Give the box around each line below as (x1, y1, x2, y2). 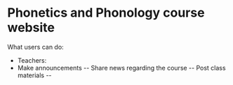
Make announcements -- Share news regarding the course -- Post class (17, 63, 226, 72)
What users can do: (7, 42, 65, 51)
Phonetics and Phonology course (7, 5, 205, 21)
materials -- (17, 71, 52, 79)
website (7, 20, 55, 36)
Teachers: (17, 56, 47, 64)
